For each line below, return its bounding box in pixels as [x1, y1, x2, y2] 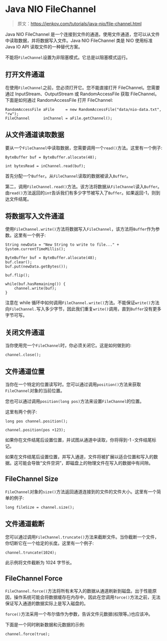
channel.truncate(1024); [5, 550, 57, 555]
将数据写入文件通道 [5, 212, 64, 220]
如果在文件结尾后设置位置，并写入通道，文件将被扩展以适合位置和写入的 [5, 454, 154, 460]
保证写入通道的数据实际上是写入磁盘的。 [5, 601, 88, 607]
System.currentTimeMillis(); [5, 247, 66, 252]
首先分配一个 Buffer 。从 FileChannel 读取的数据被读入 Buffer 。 [5, 173, 131, 179]
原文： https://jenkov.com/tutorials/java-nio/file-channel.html [17, 20, 142, 26]
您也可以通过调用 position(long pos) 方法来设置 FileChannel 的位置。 [5, 398, 145, 404]
